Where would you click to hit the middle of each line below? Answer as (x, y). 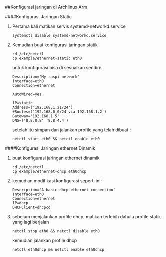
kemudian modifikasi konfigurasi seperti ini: (57, 181)
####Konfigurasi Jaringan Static (39, 17)
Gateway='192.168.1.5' (36, 116)
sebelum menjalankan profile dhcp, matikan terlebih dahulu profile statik (87, 217)
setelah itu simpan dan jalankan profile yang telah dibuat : (72, 130)
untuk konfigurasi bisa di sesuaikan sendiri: (57, 68)
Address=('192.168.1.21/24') (43, 107)
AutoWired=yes (27, 94)
